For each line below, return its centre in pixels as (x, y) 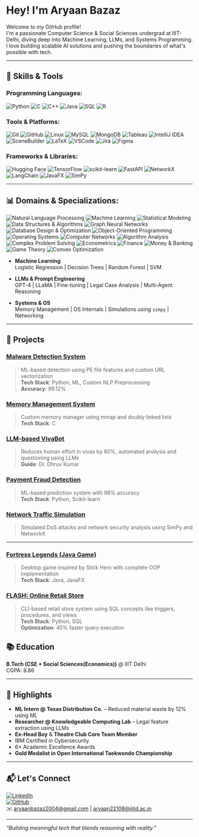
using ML (26, 715)
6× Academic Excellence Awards (55, 747)
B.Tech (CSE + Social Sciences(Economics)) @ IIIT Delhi (76, 664)
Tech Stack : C (38, 423)
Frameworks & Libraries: (42, 156)
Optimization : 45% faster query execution (72, 627)
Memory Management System (51, 404)
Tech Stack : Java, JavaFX (52, 580)
